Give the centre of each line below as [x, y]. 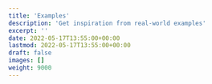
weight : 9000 [30, 68]
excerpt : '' [28, 30]
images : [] [26, 61]
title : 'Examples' [39, 16]
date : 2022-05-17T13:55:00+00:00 [64, 38]
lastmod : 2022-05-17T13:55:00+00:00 [69, 46]
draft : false [30, 53]
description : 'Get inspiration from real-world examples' [107, 23]
